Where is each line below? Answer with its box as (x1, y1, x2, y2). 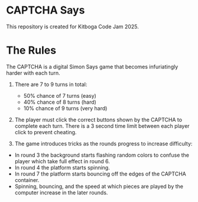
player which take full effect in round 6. (14, 157, 111, 165)
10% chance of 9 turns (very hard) (23, 104, 108, 112)
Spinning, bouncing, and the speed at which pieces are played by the (14, 183, 183, 190)
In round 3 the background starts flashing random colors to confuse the (14, 151, 190, 158)
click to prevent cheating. (14, 128, 77, 135)
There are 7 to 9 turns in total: (14, 81, 87, 88)
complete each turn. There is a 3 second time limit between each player (14, 122, 190, 130)
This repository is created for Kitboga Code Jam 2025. (6, 23, 139, 30)
